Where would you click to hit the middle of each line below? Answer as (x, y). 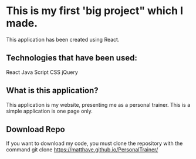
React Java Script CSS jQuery (42, 72)
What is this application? (52, 91)
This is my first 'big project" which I (95, 11)
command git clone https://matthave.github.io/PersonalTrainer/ (82, 150)
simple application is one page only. (49, 111)
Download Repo (36, 129)
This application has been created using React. (63, 39)
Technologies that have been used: (72, 58)
